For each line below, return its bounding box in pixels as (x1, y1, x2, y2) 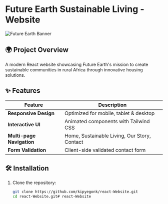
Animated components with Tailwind (64, 118, 150, 125)
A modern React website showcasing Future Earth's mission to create (5, 61, 148, 67)
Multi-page (7, 132, 36, 139)
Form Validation (7, 146, 46, 153)
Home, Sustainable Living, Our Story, (64, 132, 151, 139)
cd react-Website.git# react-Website (12, 194, 91, 199)
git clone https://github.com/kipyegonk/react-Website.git (12, 190, 138, 195)
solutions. (5, 72, 25, 78)
